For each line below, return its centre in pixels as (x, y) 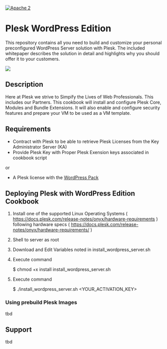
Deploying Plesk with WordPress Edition (70, 193)
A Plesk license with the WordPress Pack (55, 177)
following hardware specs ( (41, 225)
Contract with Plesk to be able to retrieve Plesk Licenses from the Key (86, 141)
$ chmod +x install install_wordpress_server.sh (62, 269)
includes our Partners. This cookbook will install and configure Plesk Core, (83, 102)
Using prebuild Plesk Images (41, 303)
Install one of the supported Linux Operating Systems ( (70, 214)
